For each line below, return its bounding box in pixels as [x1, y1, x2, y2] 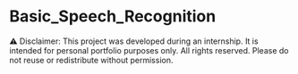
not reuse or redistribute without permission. [9, 54, 174, 65]
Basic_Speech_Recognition [9, 6, 217, 27]
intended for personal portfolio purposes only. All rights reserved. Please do [9, 45, 289, 55]
